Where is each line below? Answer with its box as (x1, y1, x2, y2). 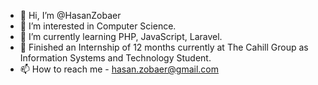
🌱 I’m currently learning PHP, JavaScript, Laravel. (19, 31, 223, 42)
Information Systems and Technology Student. (19, 52, 212, 64)
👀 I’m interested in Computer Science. (19, 20, 177, 32)
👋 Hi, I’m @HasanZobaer (19, 10, 122, 21)
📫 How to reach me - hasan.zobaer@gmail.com (19, 63, 220, 75)
